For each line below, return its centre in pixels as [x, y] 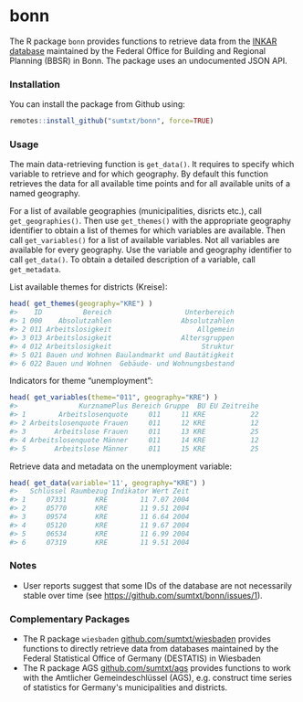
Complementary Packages [70, 619]
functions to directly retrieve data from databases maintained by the [151, 649]
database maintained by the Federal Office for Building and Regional [138, 50]
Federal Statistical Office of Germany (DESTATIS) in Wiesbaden [142, 658]
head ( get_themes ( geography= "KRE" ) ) [81, 304]
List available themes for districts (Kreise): [89, 287]
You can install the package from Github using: [97, 104]
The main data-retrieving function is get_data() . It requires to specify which [152, 165]
